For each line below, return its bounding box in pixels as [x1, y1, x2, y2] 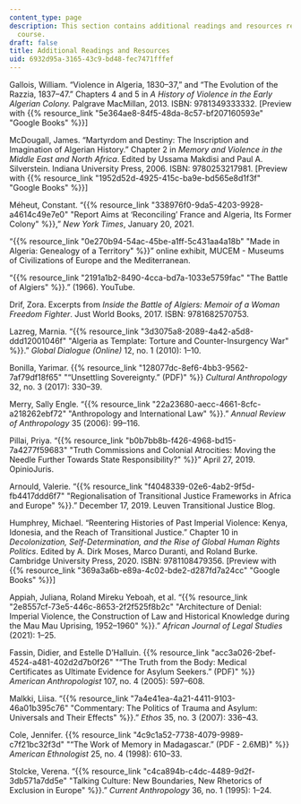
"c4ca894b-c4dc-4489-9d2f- [142, 766, 255, 776]
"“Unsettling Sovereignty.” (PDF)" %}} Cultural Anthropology [64, 372, 288, 382]
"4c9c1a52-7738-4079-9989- [133, 730, 244, 740]
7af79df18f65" [9, 372, 63, 382]
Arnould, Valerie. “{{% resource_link [9, 481, 143, 492]
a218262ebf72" [9, 408, 67, 419]
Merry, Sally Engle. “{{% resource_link [9, 399, 150, 409]
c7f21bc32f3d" [9, 740, 65, 749]
